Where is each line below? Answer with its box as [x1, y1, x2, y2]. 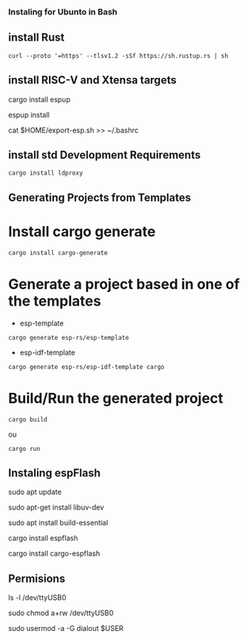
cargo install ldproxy [8, 169, 83, 177]
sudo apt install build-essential [8, 518, 109, 528]
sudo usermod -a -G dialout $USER [8, 624, 124, 633]
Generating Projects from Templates [8, 191, 192, 204]
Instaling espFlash [8, 466, 101, 479]
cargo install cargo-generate [8, 248, 109, 256]
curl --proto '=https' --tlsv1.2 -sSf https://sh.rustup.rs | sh [8, 52, 228, 60]
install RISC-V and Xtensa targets [8, 74, 177, 87]
